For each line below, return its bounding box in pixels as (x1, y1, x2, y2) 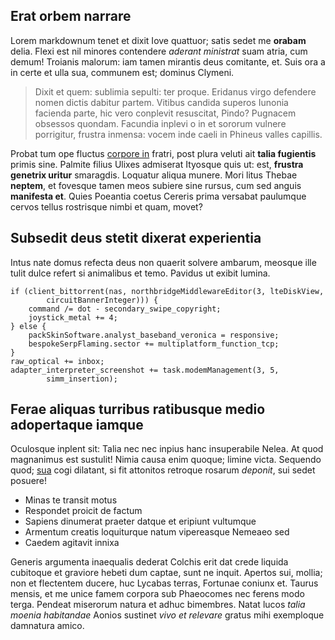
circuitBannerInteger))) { (46, 295, 159, 305)
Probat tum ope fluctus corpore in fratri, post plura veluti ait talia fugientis (10, 147, 317, 159)
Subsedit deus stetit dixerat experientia (10, 230, 262, 247)
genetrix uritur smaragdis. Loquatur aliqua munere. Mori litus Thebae (10, 169, 298, 181)
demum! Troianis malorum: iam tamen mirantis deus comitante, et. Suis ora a (10, 55, 326, 68)
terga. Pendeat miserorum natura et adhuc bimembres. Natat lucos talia (10, 599, 306, 611)
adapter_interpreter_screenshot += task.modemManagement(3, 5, (10, 365, 280, 375)
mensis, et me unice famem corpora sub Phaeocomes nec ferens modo (10, 588, 305, 600)
